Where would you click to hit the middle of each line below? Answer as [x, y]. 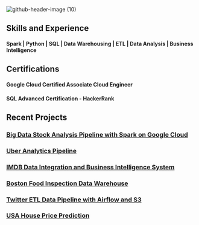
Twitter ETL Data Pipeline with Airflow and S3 [74, 200]
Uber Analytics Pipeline [42, 151]
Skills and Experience [48, 28]
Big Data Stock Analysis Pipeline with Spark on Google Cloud [97, 134]
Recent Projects [37, 117]
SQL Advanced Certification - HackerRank [60, 98]
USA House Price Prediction [48, 216]
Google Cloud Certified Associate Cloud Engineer [70, 84]
